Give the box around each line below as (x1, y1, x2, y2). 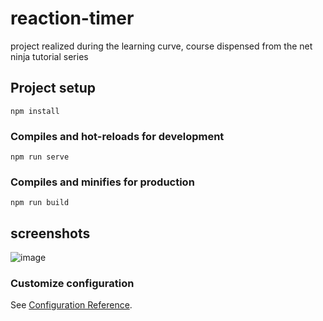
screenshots (10, 225, 91, 242)
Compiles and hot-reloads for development (10, 129, 225, 143)
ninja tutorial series (10, 50, 89, 62)
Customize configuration (10, 277, 135, 291)
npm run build (10, 198, 70, 208)
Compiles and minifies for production (10, 175, 195, 189)
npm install (10, 106, 60, 116)
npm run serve (10, 152, 70, 162)
